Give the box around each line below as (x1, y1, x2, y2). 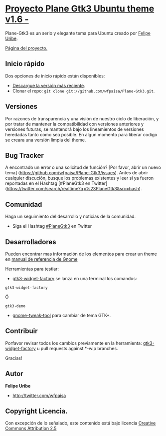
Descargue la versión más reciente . (12, 82, 86, 88)
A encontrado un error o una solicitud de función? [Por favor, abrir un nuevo (5, 164, 161, 170)
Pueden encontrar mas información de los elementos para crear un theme (5, 251, 157, 257)
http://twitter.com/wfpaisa (12, 393, 66, 399)
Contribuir (5, 327, 38, 335)
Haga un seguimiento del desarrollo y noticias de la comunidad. (5, 213, 136, 220)
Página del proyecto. (5, 45, 48, 51)
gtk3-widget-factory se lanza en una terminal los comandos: (12, 276, 137, 281)
